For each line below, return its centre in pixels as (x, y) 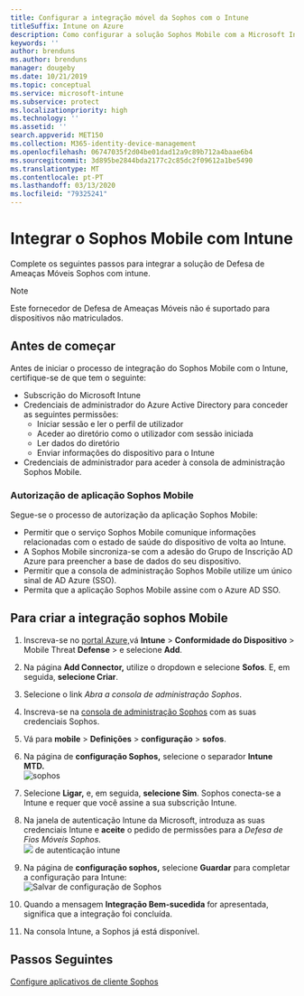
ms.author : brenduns (49, 60)
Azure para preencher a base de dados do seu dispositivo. (132, 562)
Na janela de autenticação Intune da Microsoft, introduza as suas (144, 820)
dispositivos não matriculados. (67, 318)
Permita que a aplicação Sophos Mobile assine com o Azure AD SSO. (152, 590)
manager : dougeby (43, 69)
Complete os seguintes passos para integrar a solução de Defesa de (138, 264)
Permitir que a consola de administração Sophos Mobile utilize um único (157, 571)
